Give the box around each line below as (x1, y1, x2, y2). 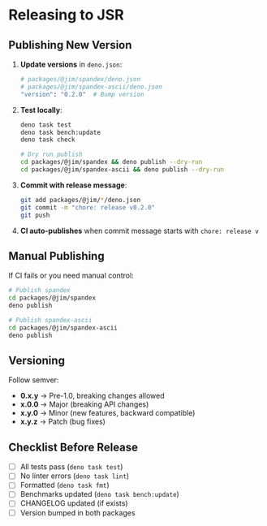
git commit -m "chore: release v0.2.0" (19, 203, 156, 212)
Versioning (8, 353, 65, 367)
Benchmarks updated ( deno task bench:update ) (19, 489, 180, 499)
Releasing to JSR (8, 6, 124, 24)
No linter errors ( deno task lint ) (19, 471, 130, 481)
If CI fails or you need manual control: (8, 270, 134, 281)
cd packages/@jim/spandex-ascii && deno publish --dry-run (19, 166, 225, 174)
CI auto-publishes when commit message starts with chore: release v (19, 226, 260, 235)
